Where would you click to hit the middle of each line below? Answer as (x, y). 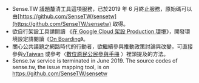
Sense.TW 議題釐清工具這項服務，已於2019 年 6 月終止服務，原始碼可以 (102, 9)
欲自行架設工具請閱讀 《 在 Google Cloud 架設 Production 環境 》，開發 (98, 31)
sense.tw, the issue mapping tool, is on (61, 67)
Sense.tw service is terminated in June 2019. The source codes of (95, 61)
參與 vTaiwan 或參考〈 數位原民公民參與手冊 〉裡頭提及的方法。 (90, 54)
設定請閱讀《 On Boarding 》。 (53, 39)
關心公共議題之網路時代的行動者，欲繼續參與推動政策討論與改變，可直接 (102, 46)
